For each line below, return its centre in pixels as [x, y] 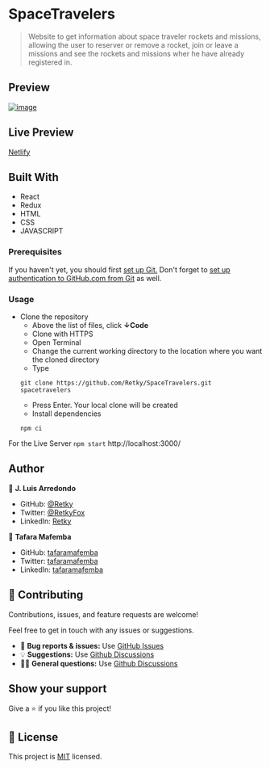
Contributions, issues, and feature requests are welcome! [104, 614]
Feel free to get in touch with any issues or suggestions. [102, 630]
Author [26, 469]
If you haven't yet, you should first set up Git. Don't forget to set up [120, 269]
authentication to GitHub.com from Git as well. [85, 278]
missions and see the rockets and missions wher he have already [136, 53]
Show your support [58, 689]
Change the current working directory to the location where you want [147, 351]
